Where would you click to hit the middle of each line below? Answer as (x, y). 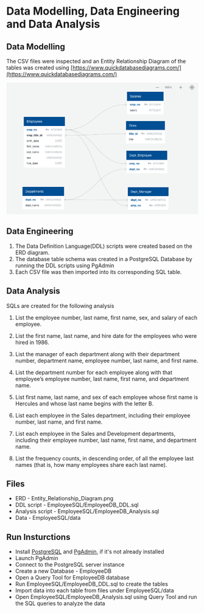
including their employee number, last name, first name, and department (106, 440)
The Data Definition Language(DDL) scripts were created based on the (104, 246)
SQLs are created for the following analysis (60, 306)
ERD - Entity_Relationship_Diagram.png (64, 499)
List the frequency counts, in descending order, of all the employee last (104, 458)
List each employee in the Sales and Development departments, (95, 433)
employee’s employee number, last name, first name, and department (102, 379)
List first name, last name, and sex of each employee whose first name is (107, 397)
